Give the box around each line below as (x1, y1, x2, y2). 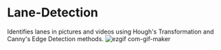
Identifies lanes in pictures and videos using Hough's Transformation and (7, 27, 214, 36)
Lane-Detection (7, 5, 98, 21)
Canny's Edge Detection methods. (7, 34, 104, 42)
